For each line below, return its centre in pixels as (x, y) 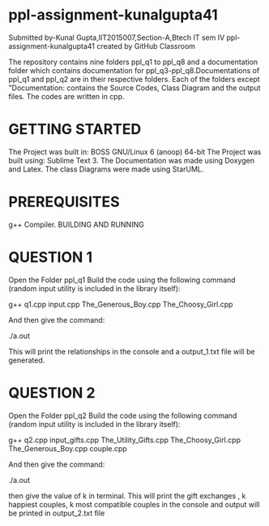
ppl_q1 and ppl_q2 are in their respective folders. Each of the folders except (134, 79)
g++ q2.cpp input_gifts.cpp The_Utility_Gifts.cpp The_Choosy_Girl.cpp (125, 440)
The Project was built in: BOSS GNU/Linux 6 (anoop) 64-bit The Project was (135, 151)
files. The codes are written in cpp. (66, 96)
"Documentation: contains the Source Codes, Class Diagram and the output (134, 88)
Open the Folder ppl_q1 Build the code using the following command (122, 280)
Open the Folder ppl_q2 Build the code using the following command (123, 415)
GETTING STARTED (75, 130)
